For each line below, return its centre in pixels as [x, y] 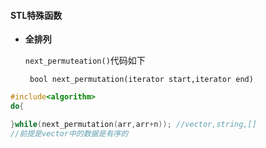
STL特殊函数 [36, 15]
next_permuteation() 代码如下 [85, 61]
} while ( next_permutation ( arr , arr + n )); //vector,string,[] [133, 124]
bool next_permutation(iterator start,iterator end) [141, 80]
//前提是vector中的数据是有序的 [69, 133]
